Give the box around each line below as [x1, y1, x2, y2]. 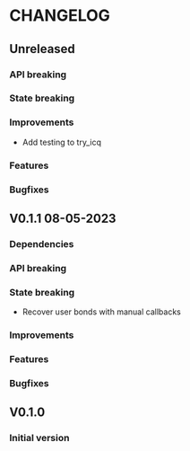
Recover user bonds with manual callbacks [22, 306, 181, 317]
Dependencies [9, 237, 74, 250]
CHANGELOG [9, 5, 110, 26]
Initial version [9, 432, 70, 445]
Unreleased [9, 41, 76, 57]
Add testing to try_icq [22, 137, 101, 147]
